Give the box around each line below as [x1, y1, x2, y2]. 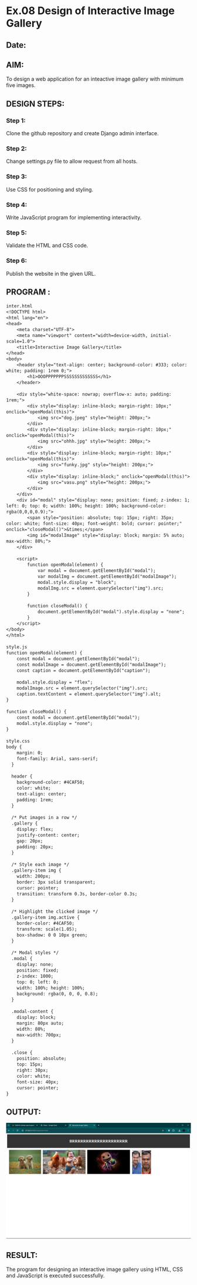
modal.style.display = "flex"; [16, 680, 93, 685]
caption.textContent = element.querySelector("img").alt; [16, 691, 161, 697]
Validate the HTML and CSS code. [6, 242, 89, 249]
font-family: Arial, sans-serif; [16, 756, 98, 762]
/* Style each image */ [11, 862, 69, 868]
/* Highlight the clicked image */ [11, 909, 98, 915]
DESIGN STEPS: [6, 99, 65, 109]
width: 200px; [16, 874, 51, 879]
